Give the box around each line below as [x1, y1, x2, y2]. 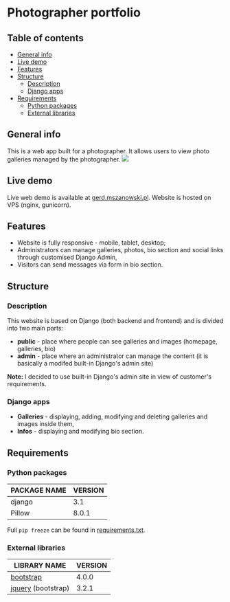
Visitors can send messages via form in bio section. [16, 260, 163, 269]
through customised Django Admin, [16, 253, 118, 262]
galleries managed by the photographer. [7, 155, 121, 163]
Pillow [10, 509, 30, 518]
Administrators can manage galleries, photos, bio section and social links [16, 246, 224, 254]
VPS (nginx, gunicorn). [7, 201, 71, 209]
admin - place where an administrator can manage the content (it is [16, 352, 209, 360]
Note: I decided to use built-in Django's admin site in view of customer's [7, 372, 212, 381]
